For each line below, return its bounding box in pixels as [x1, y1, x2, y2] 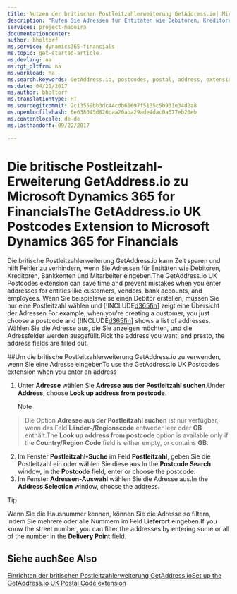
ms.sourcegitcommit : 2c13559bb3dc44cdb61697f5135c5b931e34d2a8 [7, 102, 197, 109]
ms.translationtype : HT [7, 96, 78, 103]
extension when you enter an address [7, 368, 117, 376]
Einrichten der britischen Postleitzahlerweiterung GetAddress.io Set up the [7, 571, 222, 580]
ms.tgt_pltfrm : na [7, 63, 61, 70]
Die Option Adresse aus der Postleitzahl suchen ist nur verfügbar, [24, 416, 219, 425]
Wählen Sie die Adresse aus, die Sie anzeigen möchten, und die [7, 324, 193, 332]
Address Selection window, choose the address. [17, 483, 160, 491]
